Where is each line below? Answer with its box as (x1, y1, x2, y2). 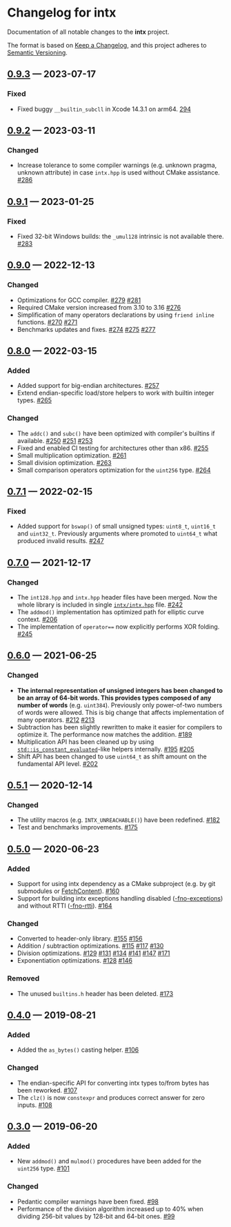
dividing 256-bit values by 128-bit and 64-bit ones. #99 (17, 1212, 175, 1220)
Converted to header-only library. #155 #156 (17, 934, 143, 943)
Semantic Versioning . (7, 48, 68, 57)
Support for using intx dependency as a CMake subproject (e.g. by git (17, 880, 216, 888)
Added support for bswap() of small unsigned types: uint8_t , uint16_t (17, 522, 216, 531)
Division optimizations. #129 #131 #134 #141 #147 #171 (17, 949, 170, 957)
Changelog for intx (7, 5, 117, 21)
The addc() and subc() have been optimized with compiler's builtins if (17, 429, 215, 438)
